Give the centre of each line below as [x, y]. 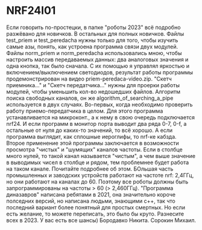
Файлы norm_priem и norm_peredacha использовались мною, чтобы [94, 53]
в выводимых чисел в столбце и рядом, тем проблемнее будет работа [98, 162]
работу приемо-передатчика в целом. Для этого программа [85, 111]
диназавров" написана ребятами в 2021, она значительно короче [91, 194]
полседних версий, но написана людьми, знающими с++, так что [91, 201]
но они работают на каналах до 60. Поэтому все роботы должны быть [97, 182]
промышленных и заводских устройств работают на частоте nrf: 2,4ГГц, [100, 175]
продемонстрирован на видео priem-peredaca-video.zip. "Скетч [89, 79]
